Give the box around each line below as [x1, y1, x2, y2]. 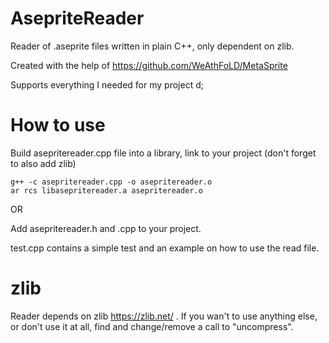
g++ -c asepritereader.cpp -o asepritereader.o [10, 177, 213, 187]
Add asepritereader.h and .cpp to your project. [10, 222, 202, 234]
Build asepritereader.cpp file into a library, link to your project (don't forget [10, 147, 317, 159]
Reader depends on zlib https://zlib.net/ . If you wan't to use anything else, [10, 310, 318, 322]
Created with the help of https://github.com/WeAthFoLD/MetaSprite [10, 59, 288, 71]
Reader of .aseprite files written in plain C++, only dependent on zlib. [10, 40, 295, 52]
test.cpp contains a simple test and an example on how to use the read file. [10, 242, 320, 254]
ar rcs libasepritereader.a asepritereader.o [10, 185, 203, 196]
